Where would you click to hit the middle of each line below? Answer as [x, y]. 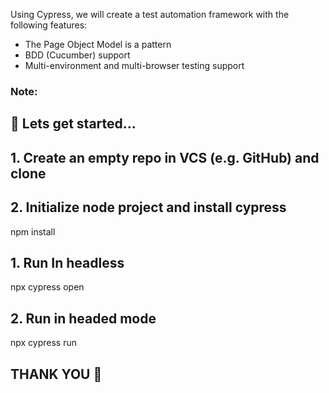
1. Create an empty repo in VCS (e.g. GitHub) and [165, 157]
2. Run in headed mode [83, 318]
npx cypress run [44, 343]
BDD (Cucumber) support [77, 55]
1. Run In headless [67, 262]
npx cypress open [47, 287]
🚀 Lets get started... [73, 124]
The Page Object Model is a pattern [98, 44]
